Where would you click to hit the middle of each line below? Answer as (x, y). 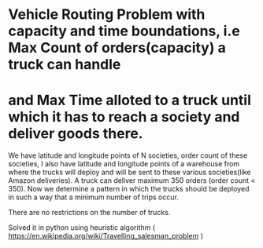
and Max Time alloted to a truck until (130, 100)
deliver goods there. (76, 134)
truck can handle (65, 65)
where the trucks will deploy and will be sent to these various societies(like (130, 172)
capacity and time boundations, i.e (124, 31)
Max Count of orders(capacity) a (117, 48)
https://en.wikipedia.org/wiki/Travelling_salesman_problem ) (106, 236)
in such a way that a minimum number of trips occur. (93, 197)
